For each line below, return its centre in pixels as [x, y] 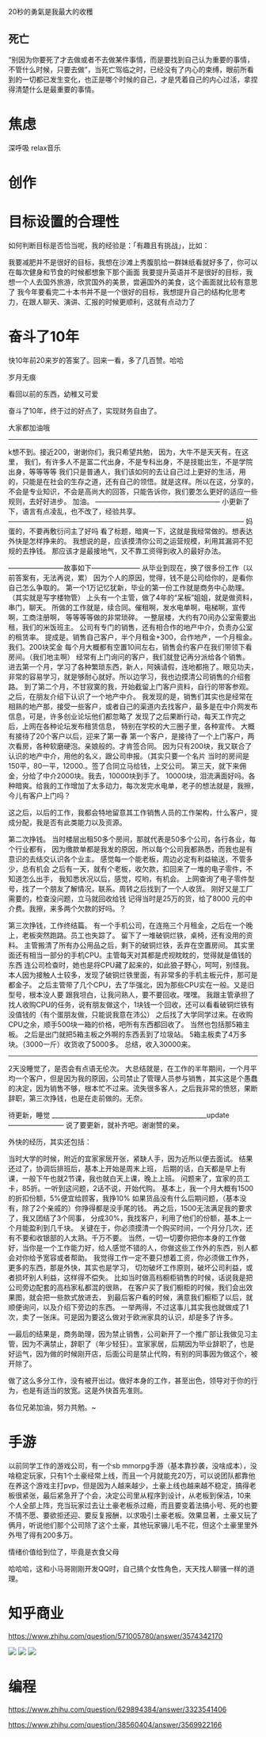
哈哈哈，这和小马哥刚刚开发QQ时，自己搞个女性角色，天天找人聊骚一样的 [128, 1568]
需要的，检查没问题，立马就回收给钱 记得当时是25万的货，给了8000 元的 [127, 899]
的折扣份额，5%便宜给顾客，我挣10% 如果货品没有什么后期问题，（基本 [124, 1198]
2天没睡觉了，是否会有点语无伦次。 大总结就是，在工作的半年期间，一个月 [129, 1068]
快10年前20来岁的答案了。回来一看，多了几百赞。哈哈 [96, 360]
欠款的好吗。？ [102, 908]
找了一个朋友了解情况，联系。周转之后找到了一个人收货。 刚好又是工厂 [137, 888]
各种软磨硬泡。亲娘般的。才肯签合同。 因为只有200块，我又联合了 [144, 746]
